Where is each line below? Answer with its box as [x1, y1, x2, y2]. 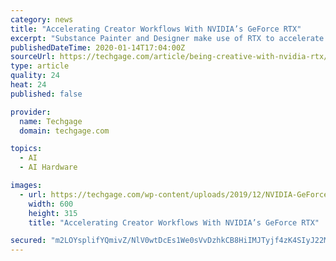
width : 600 [28, 199, 74, 209]
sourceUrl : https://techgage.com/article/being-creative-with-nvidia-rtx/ [10, 52, 329, 62]
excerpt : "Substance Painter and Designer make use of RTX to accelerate [10, 33, 325, 43]
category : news [10, 14, 74, 25]
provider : [10, 107, 52, 117]
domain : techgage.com [19, 126, 110, 136]
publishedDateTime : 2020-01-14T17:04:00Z [10, 42, 186, 53]
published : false [10, 89, 83, 99]
